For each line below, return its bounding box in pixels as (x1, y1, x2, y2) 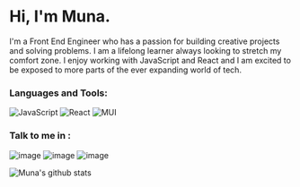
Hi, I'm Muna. (9, 6, 110, 27)
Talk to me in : (9, 130, 72, 142)
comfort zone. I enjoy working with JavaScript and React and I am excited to (9, 55, 292, 65)
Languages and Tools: (9, 87, 108, 99)
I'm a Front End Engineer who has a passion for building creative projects (9, 36, 280, 47)
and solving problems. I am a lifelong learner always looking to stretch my (9, 45, 282, 55)
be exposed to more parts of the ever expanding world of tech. (9, 64, 243, 75)
